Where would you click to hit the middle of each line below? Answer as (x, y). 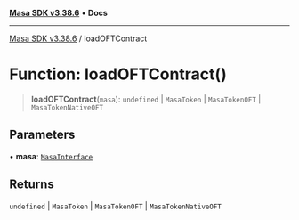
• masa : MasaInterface (51, 156)
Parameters (42, 135)
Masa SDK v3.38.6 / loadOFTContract (78, 38)
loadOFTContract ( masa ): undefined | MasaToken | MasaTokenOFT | (146, 99)
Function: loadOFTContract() (118, 74)
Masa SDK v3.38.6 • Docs (59, 13)
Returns (32, 185)
